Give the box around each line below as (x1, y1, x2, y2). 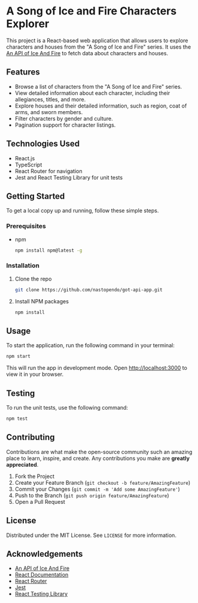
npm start (6, 353, 31, 360)
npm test (6, 416, 28, 422)
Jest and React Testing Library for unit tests (14, 174, 123, 181)
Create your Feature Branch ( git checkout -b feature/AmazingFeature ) (14, 479, 191, 486)
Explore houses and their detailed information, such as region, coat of (14, 102, 187, 109)
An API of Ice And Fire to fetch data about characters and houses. (6, 49, 169, 56)
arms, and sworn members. (14, 108, 83, 115)
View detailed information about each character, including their (14, 89, 170, 97)
